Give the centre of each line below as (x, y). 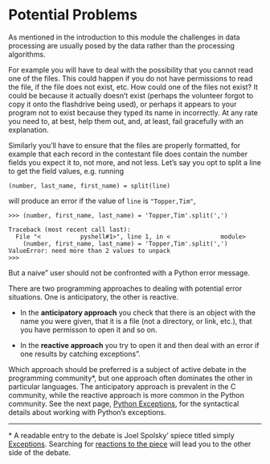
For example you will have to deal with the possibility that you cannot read (131, 69)
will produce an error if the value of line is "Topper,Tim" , (102, 201)
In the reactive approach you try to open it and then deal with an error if (139, 345)
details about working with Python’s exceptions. (87, 412)
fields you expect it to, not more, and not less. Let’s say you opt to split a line (135, 162)
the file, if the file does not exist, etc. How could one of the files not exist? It (133, 87)
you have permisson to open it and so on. (88, 329)
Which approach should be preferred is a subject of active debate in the (127, 369)
